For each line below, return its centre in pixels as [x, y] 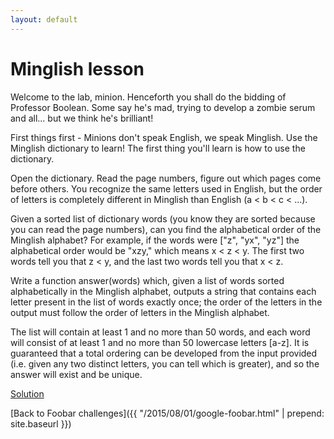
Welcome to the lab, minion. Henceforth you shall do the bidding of [148, 97]
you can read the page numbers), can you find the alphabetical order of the [166, 229]
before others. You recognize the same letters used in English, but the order [166, 188]
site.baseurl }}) [41, 423]
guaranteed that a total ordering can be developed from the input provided [164, 353]
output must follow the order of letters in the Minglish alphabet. [140, 312]
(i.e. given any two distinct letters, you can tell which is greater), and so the [165, 363]
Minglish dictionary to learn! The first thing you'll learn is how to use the [158, 148]
